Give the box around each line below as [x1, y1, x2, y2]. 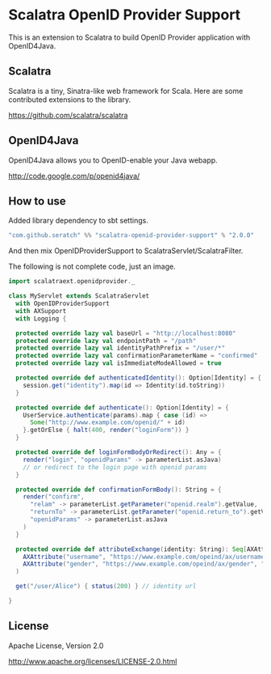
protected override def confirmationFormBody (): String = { [15, 485, 222, 494]
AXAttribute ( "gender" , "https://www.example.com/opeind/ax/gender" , [23, 560, 258, 568]
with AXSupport [15, 307, 67, 315]
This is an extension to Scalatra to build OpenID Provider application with [8, 32, 251, 42]
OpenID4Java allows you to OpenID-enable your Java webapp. [8, 155, 218, 165]
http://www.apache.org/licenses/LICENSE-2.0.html [8, 656, 177, 666]
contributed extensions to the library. [8, 95, 131, 104]
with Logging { [15, 314, 67, 323]
